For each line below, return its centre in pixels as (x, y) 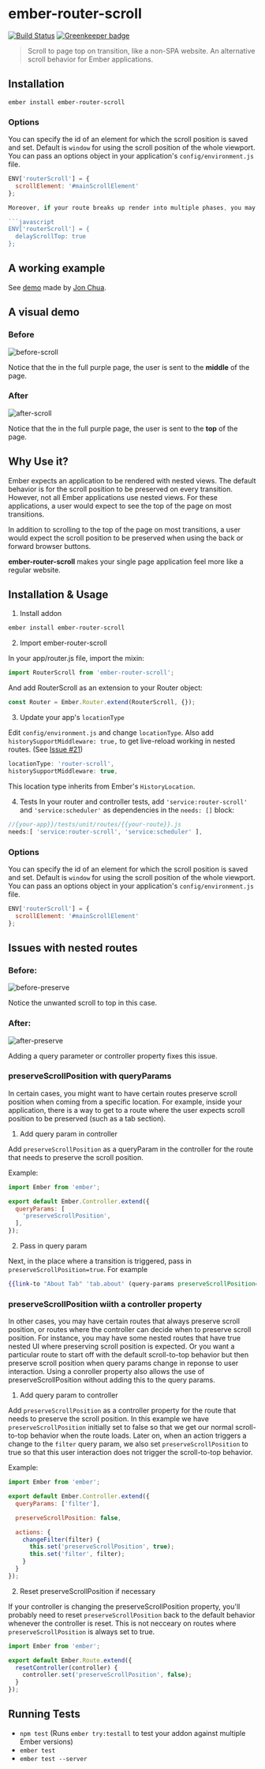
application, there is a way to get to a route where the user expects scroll (127, 1110)
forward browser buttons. (50, 546)
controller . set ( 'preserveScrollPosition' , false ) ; (107, 1675)
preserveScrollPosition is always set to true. (82, 1631)
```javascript (32, 222)
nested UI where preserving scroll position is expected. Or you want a (121, 1346)
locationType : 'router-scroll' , (61, 764)
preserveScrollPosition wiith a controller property (105, 1304)
